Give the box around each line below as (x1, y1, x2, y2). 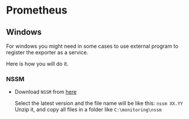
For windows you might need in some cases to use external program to (6, 42, 178, 49)
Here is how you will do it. (6, 60, 69, 67)
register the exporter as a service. (6, 49, 88, 56)
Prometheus (6, 4, 68, 17)
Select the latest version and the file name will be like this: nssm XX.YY (14, 100, 183, 107)
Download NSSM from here (14, 88, 77, 95)
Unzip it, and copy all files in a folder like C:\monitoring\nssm (14, 106, 162, 113)
